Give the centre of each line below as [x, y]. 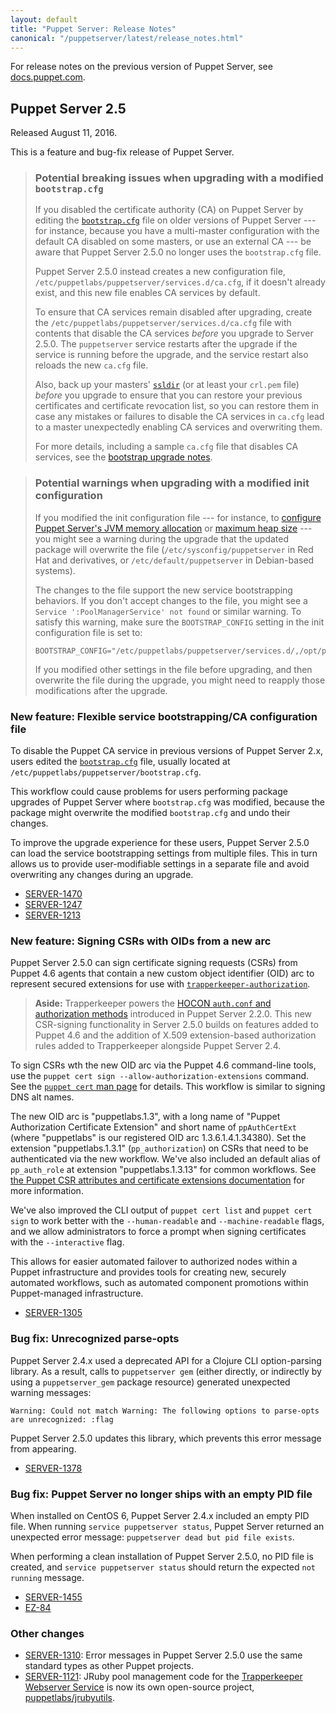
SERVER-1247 [53, 905]
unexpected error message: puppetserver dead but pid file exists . [152, 1537]
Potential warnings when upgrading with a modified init [172, 483]
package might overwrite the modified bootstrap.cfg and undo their [150, 813]
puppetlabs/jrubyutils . [69, 1698]
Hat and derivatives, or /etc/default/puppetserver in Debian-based [174, 560]
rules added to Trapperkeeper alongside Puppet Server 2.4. [158, 1046]
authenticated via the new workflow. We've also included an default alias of [165, 1159]
